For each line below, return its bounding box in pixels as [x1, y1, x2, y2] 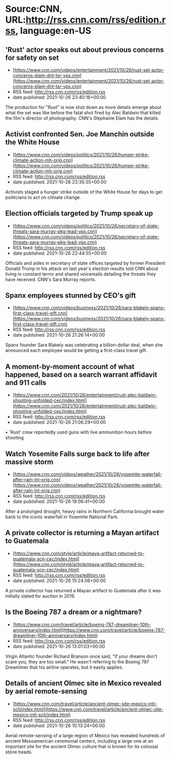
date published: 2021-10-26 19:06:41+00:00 [12, 498, 106, 504]
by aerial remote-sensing [5, 687, 87, 696]
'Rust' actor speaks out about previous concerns [5, 45, 164, 54]
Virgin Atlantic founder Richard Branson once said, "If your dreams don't [5, 653, 158, 659]
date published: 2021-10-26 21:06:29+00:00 [12, 419, 106, 425]
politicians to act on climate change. [5, 194, 81, 200]
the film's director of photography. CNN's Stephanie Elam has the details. [5, 115, 159, 121]
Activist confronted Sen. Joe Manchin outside [5, 130, 155, 139]
